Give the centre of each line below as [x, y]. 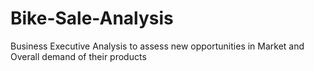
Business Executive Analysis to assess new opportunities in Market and [157, 46]
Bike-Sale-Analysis [92, 18]
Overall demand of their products [78, 56]
